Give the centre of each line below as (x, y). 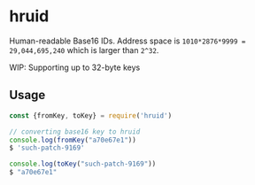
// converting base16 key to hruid (75, 131)
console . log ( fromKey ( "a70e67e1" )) (73, 140)
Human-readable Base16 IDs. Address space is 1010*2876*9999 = (127, 41)
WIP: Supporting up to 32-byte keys (75, 67)
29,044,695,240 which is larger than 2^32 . (84, 50)
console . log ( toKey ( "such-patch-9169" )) (83, 164)
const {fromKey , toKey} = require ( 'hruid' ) (91, 116)
